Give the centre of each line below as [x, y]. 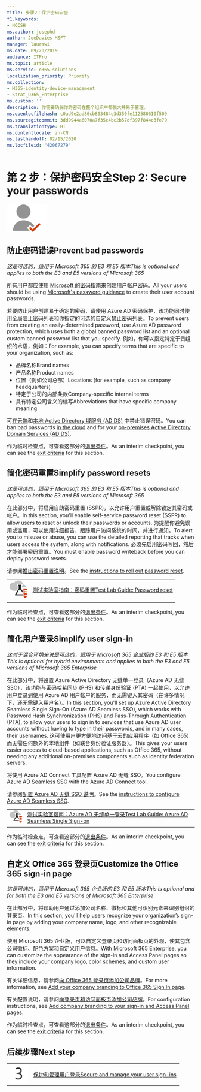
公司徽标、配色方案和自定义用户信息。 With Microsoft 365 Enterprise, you [97, 948]
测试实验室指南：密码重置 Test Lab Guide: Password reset [103, 590]
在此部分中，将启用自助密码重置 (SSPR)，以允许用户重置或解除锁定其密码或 [100, 508]
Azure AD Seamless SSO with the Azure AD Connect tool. [78, 782]
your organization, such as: [40, 352]
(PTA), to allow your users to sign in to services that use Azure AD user [94, 722]
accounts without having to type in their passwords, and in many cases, [95, 728]
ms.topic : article [30, 63]
